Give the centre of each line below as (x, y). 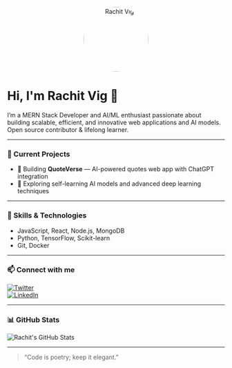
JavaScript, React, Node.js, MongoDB (71, 231)
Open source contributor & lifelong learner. (68, 129)
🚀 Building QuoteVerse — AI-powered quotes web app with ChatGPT (115, 169)
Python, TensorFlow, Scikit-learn (64, 238)
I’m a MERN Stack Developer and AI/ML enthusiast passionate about (104, 115)
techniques (33, 191)
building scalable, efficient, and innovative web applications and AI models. (114, 122)
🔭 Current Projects (39, 154)
